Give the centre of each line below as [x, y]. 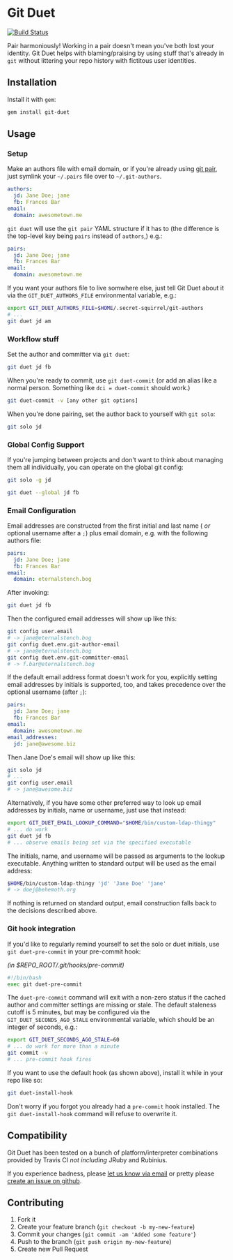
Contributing [35, 1202]
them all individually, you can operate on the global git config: [95, 467]
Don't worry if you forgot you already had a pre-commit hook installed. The [114, 1106]
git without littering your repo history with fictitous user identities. [102, 60]
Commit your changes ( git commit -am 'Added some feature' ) [106, 1234]
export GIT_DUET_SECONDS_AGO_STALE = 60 [63, 1040]
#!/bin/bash [24, 978]
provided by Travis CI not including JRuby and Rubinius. [88, 1159]
